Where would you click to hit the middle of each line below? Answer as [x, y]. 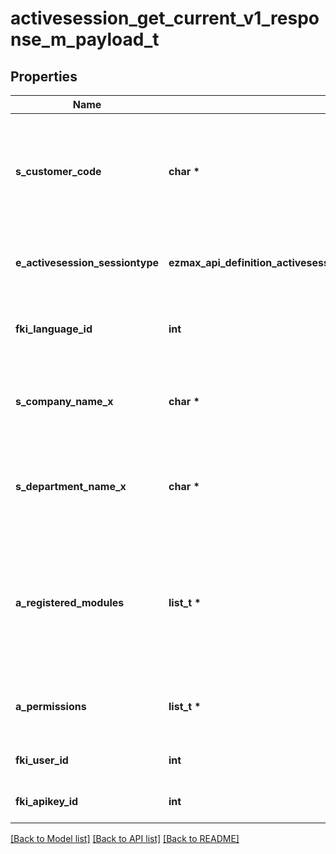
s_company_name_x [64, 401]
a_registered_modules [70, 602]
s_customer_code [58, 171]
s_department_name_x [71, 486]
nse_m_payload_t [85, 39]
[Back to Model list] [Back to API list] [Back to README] [125, 838]
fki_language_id [54, 329]
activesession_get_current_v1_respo [165, 18]
